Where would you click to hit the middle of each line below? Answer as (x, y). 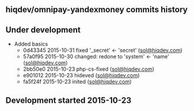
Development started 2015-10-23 (69, 100)
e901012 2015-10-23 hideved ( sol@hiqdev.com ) (81, 76)
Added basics (31, 44)
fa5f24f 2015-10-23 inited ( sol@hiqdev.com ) (77, 81)
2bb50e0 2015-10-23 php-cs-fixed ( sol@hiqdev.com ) (89, 69)
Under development (43, 30)
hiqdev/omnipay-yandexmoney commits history (97, 10)
